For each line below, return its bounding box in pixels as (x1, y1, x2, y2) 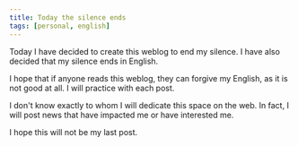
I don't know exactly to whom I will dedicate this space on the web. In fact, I (9, 99, 290, 110)
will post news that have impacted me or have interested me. (9, 109, 234, 120)
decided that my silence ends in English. (9, 56, 159, 66)
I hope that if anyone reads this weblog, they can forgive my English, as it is (9, 73, 289, 83)
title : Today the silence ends (9, 13, 127, 22)
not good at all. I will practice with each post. (9, 82, 175, 93)
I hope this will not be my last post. (9, 126, 138, 137)
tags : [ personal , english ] (9, 21, 110, 30)
